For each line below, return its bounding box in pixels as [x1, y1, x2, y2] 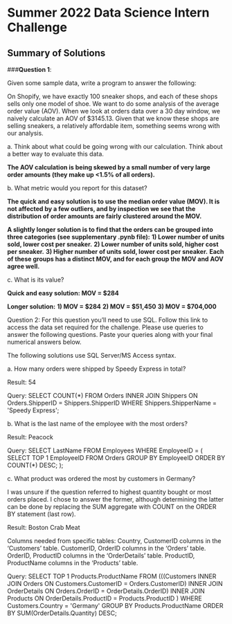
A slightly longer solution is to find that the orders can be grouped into [7, 226, 213, 233]
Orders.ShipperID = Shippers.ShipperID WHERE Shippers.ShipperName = [7, 399, 217, 407]
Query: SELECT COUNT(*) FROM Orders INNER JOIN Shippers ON [7, 392, 199, 399]
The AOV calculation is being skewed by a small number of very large [7, 163, 211, 171]
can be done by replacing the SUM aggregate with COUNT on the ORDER [7, 503, 217, 511]
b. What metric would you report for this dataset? [7, 184, 148, 192]
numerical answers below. [7, 338, 82, 346]
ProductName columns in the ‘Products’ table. [7, 559, 139, 567]
